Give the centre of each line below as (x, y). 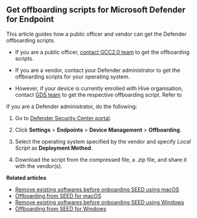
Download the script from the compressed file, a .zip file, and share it (101, 159)
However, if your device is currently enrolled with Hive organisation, (99, 88)
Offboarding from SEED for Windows (61, 208)
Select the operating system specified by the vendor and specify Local (103, 141)
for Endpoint (30, 20)
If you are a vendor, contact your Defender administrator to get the (98, 70)
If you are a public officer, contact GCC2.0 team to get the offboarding (102, 52)
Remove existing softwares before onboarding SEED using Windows (100, 202)
